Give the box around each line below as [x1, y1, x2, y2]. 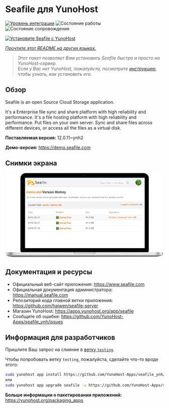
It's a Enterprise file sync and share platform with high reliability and [5, 108, 146, 114]
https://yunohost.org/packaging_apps [5, 397, 83, 403]
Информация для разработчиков [5, 333, 116, 342]
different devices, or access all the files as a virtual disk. [5, 125, 122, 131]
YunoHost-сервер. [17, 60, 57, 66]
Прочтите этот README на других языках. [5, 45, 97, 51]
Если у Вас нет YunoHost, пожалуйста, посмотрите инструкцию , [17, 66, 157, 72]
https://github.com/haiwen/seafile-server [12, 303, 99, 309]
